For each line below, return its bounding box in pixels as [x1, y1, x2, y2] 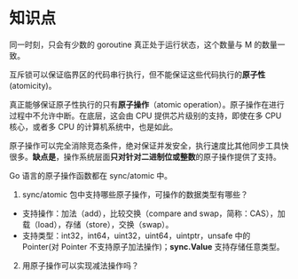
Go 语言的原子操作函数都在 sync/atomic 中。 [9, 170, 173, 180]
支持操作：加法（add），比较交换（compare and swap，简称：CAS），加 [21, 208, 286, 219]
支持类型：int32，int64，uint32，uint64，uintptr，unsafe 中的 [21, 230, 251, 241]
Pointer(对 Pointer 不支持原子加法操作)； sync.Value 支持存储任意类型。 [21, 241, 285, 251]
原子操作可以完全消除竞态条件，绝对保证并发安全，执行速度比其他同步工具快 [9, 139, 289, 151]
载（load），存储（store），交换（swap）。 [21, 219, 174, 229]
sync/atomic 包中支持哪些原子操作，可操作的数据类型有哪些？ [21, 188, 248, 200]
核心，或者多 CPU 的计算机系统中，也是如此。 [9, 121, 178, 132]
